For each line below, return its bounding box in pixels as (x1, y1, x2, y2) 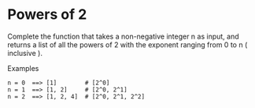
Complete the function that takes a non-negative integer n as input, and (7, 32, 239, 41)
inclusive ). (7, 48, 42, 58)
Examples (7, 63, 39, 73)
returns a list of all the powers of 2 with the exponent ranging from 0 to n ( (7, 39, 248, 49)
